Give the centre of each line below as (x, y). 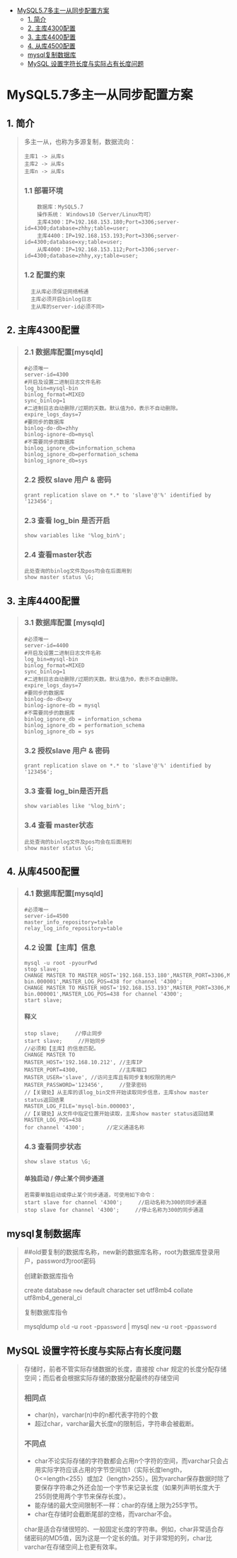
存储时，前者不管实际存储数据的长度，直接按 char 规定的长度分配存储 (125, 1369)
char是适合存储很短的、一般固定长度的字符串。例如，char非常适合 (121, 1529)
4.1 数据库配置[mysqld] (64, 894)
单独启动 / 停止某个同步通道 (64, 1178)
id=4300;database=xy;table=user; (73, 242)
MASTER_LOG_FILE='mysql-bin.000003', (80, 1106)
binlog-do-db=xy (48, 699)
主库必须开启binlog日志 (62, 299)
